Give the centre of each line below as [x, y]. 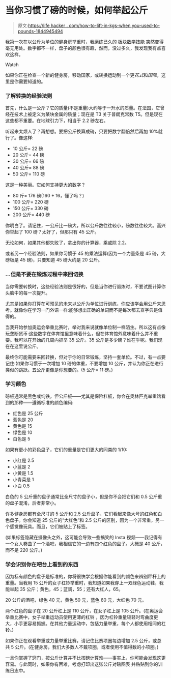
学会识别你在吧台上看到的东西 [42, 564]
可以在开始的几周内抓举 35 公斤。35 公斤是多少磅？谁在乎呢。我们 [88, 340]
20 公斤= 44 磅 [28, 155]
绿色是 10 [22, 432]
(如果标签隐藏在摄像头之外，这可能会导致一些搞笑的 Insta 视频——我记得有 [84, 537]
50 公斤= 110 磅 [29, 174]
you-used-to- [146, 25]
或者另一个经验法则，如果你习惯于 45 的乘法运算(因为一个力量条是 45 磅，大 [85, 254]
